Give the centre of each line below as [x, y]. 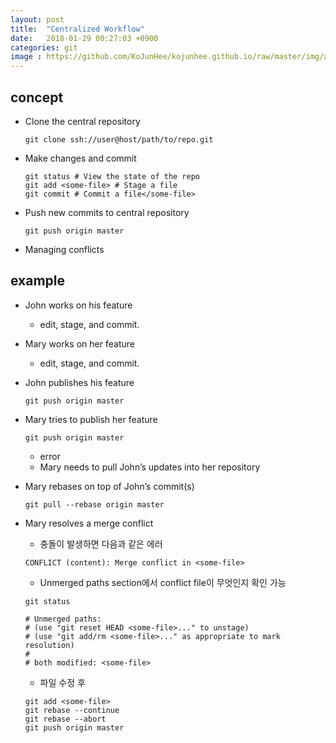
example [38, 281]
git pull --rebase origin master [94, 504]
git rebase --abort [65, 719]
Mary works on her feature [79, 343]
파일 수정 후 [62, 682]
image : [26, 57]
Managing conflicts [64, 249]
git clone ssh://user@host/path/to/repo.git [119, 139]
